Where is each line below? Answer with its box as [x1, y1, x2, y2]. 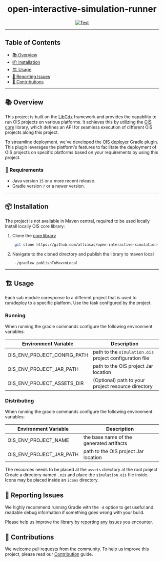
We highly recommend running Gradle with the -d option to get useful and [5, 504, 154, 510]
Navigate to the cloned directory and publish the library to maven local [12, 251, 154, 257]
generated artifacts [83, 440, 127, 447]
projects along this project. [5, 129, 59, 135]
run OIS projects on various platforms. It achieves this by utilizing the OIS [5, 119, 152, 125]
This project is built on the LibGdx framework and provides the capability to [5, 114, 157, 120]
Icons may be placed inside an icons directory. [5, 477, 99, 483]
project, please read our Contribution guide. [5, 551, 94, 557]
